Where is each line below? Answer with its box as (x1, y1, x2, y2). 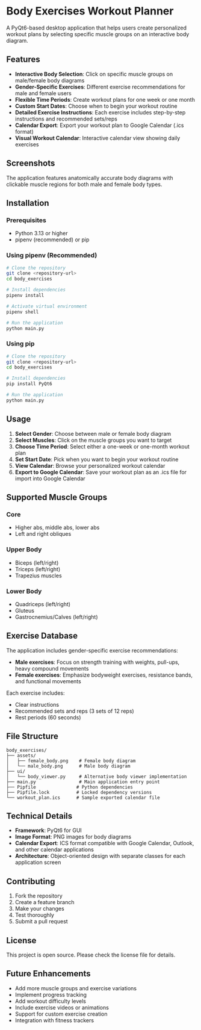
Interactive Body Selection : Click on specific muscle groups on (14, 70, 173, 78)
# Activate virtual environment (6, 303, 87, 309)
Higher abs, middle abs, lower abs (14, 524, 100, 531)
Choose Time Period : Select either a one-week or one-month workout (14, 442, 190, 450)
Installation (6, 197, 49, 208)
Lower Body (6, 587, 42, 595)
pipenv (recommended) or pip (14, 236, 90, 243)
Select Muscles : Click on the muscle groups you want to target (14, 436, 172, 444)
